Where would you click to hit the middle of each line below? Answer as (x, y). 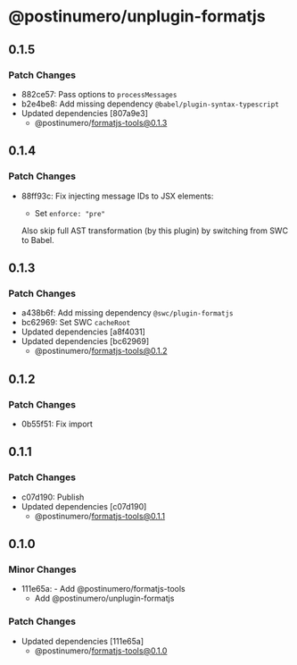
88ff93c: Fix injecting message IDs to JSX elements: (117, 196)
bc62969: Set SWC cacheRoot (76, 323)
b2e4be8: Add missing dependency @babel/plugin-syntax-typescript (150, 104)
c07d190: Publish (53, 497)
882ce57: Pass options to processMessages (99, 94)
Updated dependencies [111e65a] (82, 641)
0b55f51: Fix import (57, 424)
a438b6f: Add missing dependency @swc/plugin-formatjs (127, 313)
